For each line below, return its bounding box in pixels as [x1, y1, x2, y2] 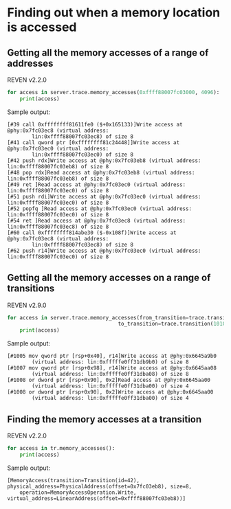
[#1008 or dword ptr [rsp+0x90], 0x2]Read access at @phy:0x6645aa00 [7, 376, 211, 384]
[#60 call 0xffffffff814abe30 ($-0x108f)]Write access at [7, 229, 177, 236]
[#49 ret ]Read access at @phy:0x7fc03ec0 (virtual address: [7, 181, 186, 188]
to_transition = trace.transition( [118, 321, 214, 328]
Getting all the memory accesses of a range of [7, 47, 209, 58]
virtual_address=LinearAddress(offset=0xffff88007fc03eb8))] [7, 495, 186, 502]
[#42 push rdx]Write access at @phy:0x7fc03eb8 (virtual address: [7, 157, 201, 164]
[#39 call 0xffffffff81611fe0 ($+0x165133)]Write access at [7, 121, 184, 128]
